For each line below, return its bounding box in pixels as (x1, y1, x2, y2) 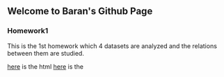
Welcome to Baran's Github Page (7, 5, 153, 17)
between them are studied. (7, 49, 85, 57)
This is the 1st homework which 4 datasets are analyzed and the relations (7, 41, 218, 50)
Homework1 (7, 26, 49, 36)
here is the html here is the (7, 62, 84, 71)
